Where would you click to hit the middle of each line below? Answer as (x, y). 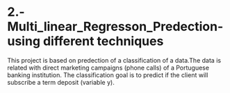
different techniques (103, 41)
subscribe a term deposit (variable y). (61, 82)
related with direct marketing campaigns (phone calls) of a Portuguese (108, 68)
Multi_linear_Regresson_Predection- (115, 27)
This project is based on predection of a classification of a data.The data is (114, 60)
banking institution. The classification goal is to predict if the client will (108, 75)
